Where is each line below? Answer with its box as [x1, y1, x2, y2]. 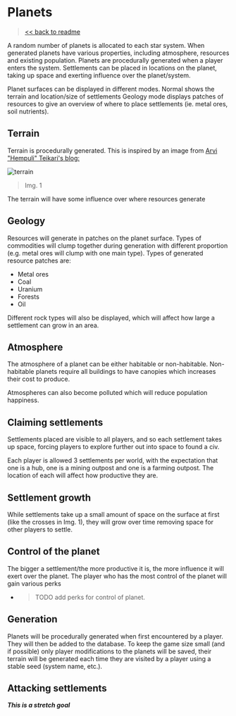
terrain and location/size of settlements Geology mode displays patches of [7, 92, 224, 101]
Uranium [17, 284, 43, 293]
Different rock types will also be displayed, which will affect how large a [7, 313, 215, 322]
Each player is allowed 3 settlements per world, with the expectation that [7, 456, 218, 465]
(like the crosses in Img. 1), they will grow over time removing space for [7, 518, 213, 526]
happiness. [7, 396, 39, 405]
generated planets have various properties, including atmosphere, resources [7, 49, 230, 57]
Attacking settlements [7, 682, 107, 694]
